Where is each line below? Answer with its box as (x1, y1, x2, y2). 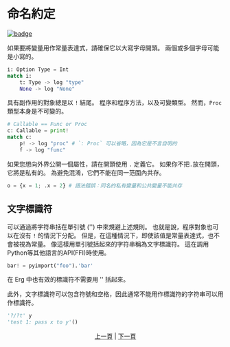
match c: (7, 134, 32, 141)
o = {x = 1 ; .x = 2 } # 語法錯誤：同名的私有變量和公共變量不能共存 (7, 182, 183, 189)
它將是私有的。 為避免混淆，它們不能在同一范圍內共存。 (7, 168, 165, 176)
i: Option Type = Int (7, 66, 69, 73)
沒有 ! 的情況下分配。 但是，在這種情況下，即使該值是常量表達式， (19, 231, 208, 240)
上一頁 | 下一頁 (94, 332, 137, 341)
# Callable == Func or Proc (7, 121, 88, 128)
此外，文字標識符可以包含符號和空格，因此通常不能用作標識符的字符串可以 (7, 290, 218, 298)
